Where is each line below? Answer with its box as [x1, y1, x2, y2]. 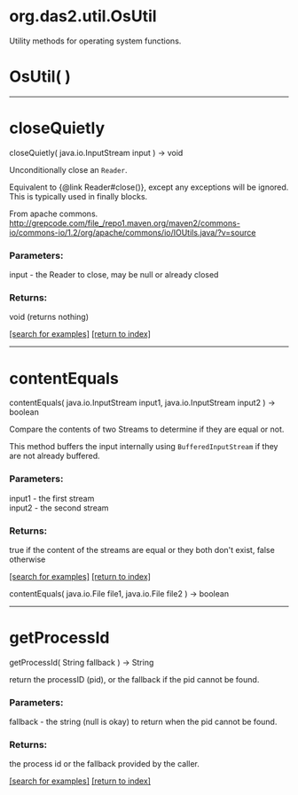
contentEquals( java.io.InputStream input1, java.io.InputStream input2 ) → [9, 397, 276, 409]
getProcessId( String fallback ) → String [9, 657, 154, 667]
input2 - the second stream [9, 503, 109, 513]
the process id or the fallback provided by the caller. [9, 759, 200, 769]
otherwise [9, 554, 46, 565]
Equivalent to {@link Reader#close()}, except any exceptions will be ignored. [9, 182, 289, 192]
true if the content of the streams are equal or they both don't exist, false [9, 544, 275, 555]
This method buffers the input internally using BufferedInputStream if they [9, 441, 278, 452]
